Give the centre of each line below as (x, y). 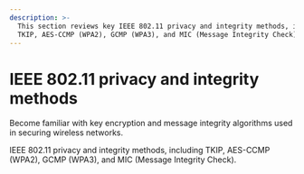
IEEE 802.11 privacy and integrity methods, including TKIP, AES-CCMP (140, 151)
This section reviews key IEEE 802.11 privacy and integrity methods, (153, 26)
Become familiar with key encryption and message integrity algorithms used (151, 124)
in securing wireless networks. (66, 133)
